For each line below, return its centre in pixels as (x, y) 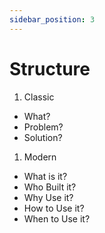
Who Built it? (50, 187)
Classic (39, 97)
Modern (40, 157)
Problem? (43, 127)
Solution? (43, 137)
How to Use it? (54, 208)
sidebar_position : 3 (52, 19)
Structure (50, 68)
